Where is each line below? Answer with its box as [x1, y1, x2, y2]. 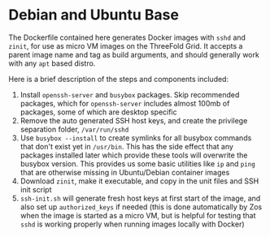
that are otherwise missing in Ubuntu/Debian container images [20, 167, 230, 177]
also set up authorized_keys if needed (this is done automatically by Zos [20, 201, 263, 212]
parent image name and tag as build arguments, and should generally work [8, 50, 260, 59]
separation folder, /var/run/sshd [20, 124, 129, 134]
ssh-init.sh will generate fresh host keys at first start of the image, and [20, 193, 261, 203]
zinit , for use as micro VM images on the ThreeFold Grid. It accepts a [8, 41, 243, 50]
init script [20, 184, 52, 194]
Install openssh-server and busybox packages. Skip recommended [20, 89, 240, 99]
